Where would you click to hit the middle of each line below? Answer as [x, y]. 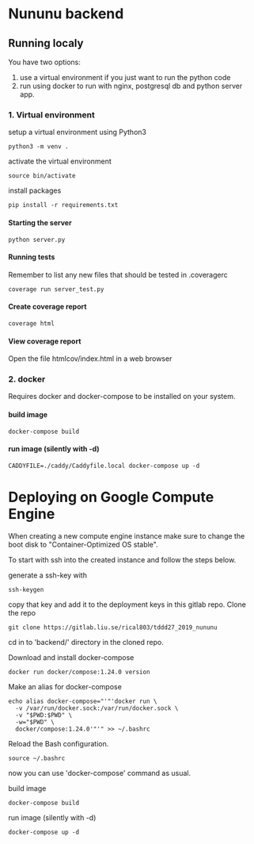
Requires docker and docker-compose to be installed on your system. [122, 397]
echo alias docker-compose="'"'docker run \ [83, 701]
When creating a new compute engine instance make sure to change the [127, 535]
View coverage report [45, 341]
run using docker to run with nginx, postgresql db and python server [131, 86]
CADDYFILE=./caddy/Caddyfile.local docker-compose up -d [104, 466]
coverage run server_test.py [56, 289]
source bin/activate [42, 176]
